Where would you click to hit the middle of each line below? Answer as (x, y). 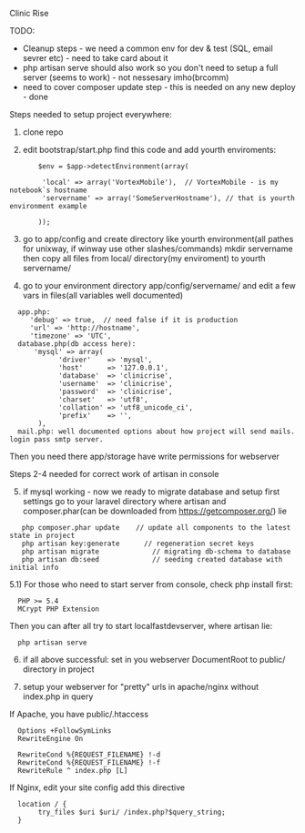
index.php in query (58, 696)
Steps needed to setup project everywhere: (91, 114)
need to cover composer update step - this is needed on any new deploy (159, 87)
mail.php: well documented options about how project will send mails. (157, 432)
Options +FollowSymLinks (65, 731)
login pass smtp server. (56, 440)
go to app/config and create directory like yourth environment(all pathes (158, 239)
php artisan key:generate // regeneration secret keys (138, 543)
